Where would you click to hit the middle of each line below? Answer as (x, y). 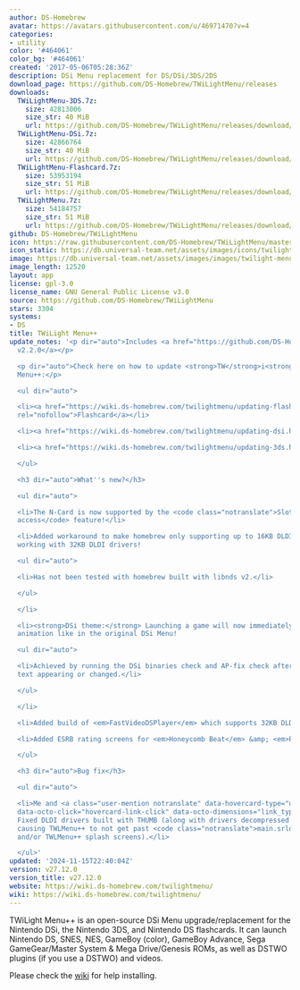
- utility (28, 42)
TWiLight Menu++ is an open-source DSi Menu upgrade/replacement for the (150, 920)
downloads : (29, 92)
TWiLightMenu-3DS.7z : (58, 101)
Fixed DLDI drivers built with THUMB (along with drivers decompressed (154, 820)
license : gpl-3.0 (42, 283)
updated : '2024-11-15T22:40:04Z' (71, 861)
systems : (25, 317)
